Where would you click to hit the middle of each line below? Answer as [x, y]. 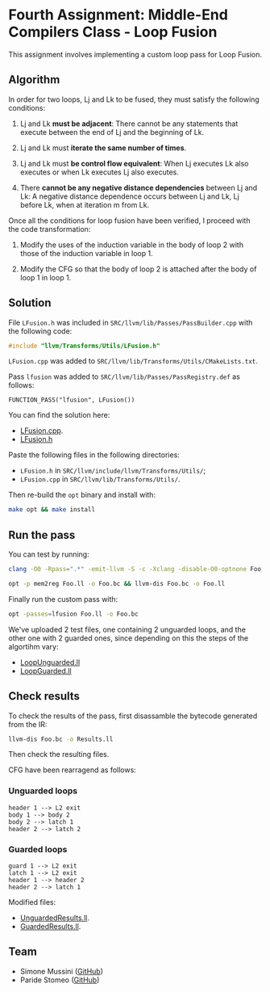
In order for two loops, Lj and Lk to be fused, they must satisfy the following [134, 99]
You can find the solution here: [59, 415]
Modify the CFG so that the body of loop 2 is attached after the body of [138, 269]
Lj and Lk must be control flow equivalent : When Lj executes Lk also [134, 163]
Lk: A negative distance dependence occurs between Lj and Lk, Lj [129, 196]
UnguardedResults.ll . [55, 918]
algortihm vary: [33, 646]
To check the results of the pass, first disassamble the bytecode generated [133, 716]
